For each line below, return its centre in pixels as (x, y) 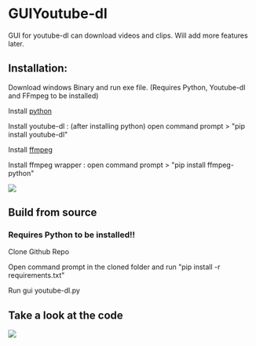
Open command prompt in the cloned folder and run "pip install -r (114, 267)
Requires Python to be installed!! (72, 235)
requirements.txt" (37, 275)
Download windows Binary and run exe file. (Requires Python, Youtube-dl (127, 87)
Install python (30, 111)
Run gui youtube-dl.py (44, 290)
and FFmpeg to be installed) (53, 96)
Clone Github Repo (38, 252)
